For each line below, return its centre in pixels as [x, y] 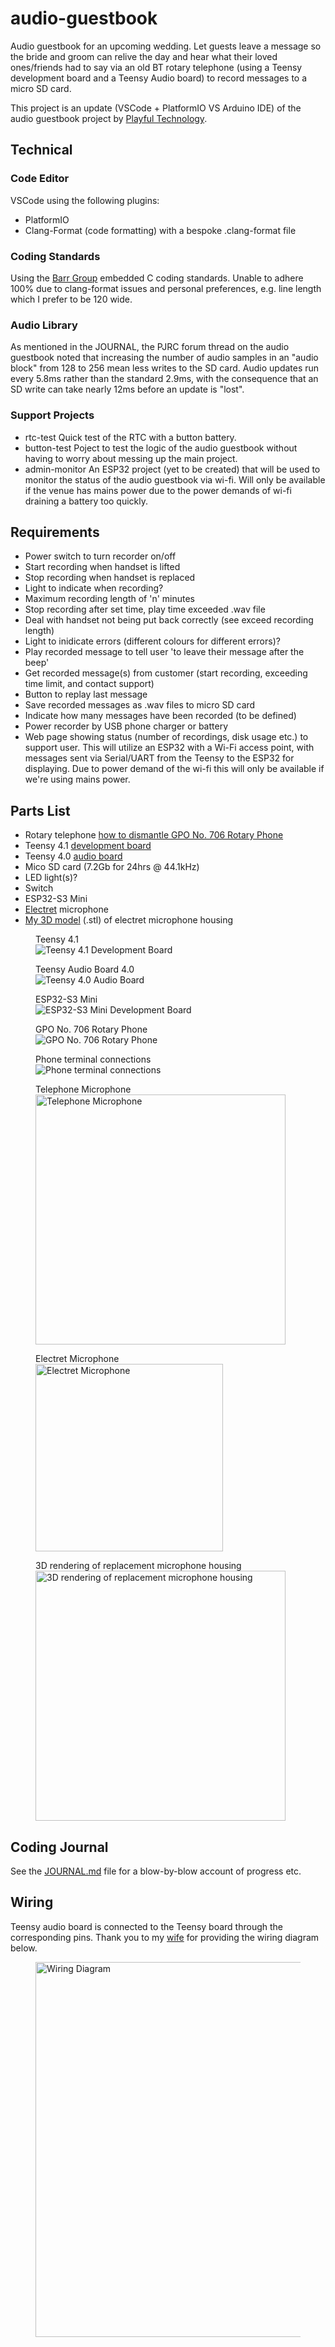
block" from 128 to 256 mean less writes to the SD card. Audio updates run [165, 368]
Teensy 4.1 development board [88, 846]
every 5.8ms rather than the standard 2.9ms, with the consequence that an [164, 379]
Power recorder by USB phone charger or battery [126, 726]
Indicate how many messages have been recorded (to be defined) [160, 716]
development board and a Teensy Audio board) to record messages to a [159, 78]
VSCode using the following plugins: [85, 200]
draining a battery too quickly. [86, 501]
